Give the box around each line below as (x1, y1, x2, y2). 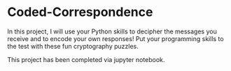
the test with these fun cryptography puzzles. (7, 42, 139, 50)
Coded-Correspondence (7, 4, 153, 20)
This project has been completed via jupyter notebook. (7, 55, 165, 63)
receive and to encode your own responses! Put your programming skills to (7, 34, 224, 42)
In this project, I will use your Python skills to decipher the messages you (7, 27, 217, 35)
